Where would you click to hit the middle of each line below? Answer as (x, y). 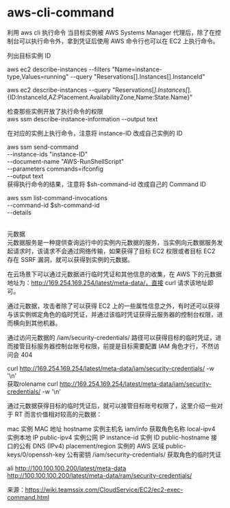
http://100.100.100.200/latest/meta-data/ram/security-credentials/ (100, 475)
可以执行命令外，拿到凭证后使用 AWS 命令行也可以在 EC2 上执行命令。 (119, 41)
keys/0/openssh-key (36, 455)
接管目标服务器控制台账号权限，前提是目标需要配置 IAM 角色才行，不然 (113, 346)
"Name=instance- (137, 69)
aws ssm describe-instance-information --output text (82, 119)
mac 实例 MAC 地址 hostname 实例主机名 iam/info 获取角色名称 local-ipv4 (111, 428)
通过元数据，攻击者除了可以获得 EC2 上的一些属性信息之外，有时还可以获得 (114, 306)
